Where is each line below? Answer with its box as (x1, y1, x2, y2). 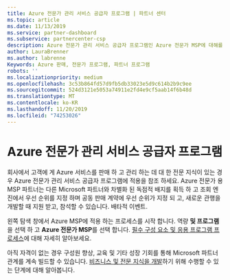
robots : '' (7, 67, 38, 74)
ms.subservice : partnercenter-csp (7, 36, 106, 43)
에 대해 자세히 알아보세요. (23, 234, 92, 242)
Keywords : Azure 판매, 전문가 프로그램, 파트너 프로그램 (7, 61, 150, 68)
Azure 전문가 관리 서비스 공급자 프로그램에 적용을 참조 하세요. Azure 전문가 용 (14, 176, 223, 185)
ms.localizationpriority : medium (7, 73, 103, 81)
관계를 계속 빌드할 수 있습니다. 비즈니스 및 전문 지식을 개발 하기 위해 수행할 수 (7, 257, 212, 265)
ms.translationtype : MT (7, 93, 76, 100)
